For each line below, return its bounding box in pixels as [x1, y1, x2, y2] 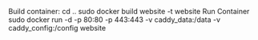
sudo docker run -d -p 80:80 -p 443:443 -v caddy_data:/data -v [8, 15, 221, 24]
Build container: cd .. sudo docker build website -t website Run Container [8, 7, 250, 16]
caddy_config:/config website [8, 24, 107, 32]
